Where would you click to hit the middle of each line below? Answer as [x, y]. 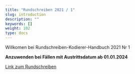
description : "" [22, 19]
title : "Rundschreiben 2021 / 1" [40, 10]
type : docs [17, 33]
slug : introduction [26, 14]
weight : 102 [18, 28]
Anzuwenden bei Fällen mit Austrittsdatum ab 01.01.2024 [66, 57]
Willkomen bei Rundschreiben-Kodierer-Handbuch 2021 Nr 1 [68, 47]
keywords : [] [19, 24]
